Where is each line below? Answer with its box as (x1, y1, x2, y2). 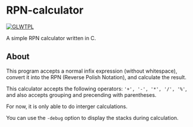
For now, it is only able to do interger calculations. (6, 103, 128, 110)
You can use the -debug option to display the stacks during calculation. (6, 114, 179, 121)
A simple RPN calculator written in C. (6, 34, 96, 41)
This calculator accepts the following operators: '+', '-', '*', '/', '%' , (6, 85, 187, 92)
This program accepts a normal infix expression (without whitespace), (6, 67, 178, 74)
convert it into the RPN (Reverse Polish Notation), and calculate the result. (6, 73, 187, 80)
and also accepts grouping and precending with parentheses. (6, 91, 157, 98)
